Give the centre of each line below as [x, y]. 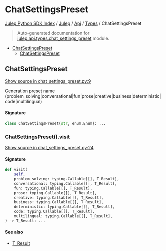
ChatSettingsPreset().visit [38, 137]
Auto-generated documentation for [53, 33]
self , [20, 174]
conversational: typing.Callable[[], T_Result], [66, 183]
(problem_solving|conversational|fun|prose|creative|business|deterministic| [83, 96]
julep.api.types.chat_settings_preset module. [63, 38]
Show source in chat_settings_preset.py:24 [49, 148]
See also [14, 232]
